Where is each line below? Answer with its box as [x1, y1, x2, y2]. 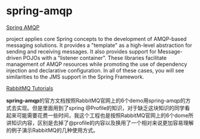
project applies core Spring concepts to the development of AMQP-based [6, 35, 187, 42]
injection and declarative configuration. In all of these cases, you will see [6, 67, 185, 74]
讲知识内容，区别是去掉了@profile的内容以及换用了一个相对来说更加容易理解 [6, 119, 194, 126]
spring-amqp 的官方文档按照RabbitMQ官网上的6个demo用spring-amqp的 [6, 97, 186, 104]
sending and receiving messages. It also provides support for [6, 48, 157, 55]
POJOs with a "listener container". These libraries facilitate [23, 54, 167, 61]
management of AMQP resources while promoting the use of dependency [6, 61, 187, 68]
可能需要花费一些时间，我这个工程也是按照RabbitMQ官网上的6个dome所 [16, 112, 194, 119]
